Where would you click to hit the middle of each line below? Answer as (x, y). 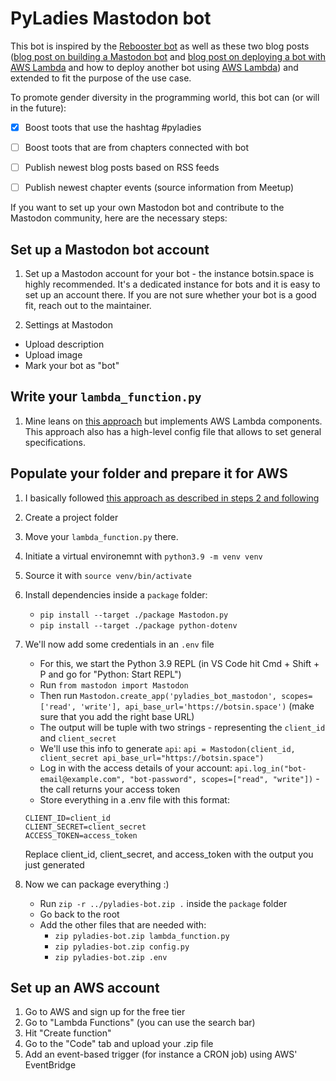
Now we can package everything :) (97, 884)
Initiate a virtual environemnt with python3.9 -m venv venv (143, 556)
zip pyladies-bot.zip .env (111, 957)
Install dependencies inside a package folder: (116, 594)
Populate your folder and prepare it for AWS (149, 473)
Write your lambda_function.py (106, 397)
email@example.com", (82, 779)
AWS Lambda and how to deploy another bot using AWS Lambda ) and (154, 67)
